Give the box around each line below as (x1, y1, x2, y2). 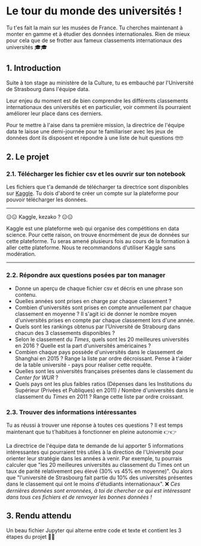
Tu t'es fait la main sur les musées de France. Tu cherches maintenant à (6, 24, 183, 31)
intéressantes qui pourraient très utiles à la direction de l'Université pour (6, 448, 184, 456)
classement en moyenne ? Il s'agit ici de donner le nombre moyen (14, 310, 177, 317)
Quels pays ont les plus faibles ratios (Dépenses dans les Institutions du (14, 380, 193, 387)
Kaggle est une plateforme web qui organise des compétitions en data (6, 225, 179, 232)
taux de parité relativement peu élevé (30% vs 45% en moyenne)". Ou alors (6, 467, 193, 475)
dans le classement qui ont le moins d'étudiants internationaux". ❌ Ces (6, 481, 181, 488)
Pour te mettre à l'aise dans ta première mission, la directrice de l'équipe (6, 121, 185, 128)
